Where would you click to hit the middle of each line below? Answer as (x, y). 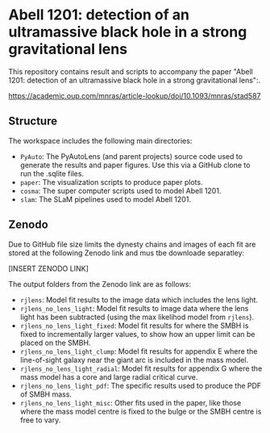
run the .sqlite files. (52, 173)
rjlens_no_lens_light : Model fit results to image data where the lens (134, 308)
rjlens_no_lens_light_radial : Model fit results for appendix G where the (141, 368)
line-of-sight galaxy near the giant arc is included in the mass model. (134, 359)
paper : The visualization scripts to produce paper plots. (111, 182)
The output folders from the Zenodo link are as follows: (100, 284)
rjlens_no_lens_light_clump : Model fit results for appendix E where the (139, 351)
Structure (33, 122)
